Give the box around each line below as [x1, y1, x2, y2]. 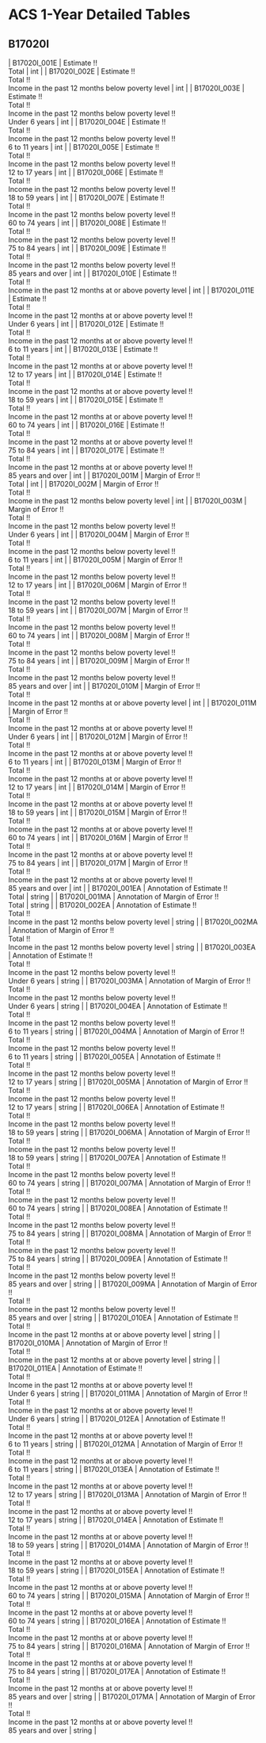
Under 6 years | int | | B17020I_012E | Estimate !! [8, 319, 165, 328]
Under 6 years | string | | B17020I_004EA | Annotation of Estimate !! [8, 1001, 228, 1011]
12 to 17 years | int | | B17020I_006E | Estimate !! [8, 168, 164, 177]
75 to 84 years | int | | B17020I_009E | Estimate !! [8, 243, 166, 253]
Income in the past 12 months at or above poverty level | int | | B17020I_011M [8, 698, 257, 707]
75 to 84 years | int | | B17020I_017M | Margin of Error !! [8, 858, 188, 867]
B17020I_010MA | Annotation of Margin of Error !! [8, 1338, 168, 1347]
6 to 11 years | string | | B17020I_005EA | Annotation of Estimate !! [8, 1052, 221, 1061]
